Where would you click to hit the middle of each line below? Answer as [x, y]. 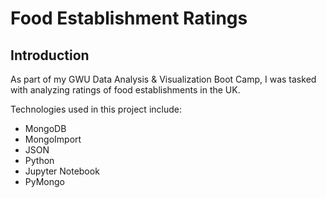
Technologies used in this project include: [96, 109]
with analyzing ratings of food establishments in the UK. [125, 90]
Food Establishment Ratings [129, 18]
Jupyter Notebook [62, 171]
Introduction [50, 55]
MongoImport [53, 139]
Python [39, 160]
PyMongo [44, 181]
